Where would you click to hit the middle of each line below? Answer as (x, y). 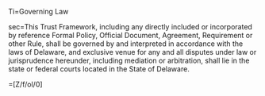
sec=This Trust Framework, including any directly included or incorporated (130, 27)
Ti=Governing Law (38, 12)
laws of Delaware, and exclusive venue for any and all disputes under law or (132, 52)
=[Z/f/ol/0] (25, 84)
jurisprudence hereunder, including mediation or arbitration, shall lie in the (129, 60)
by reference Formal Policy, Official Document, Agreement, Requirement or (131, 35)
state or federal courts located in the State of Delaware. (99, 69)
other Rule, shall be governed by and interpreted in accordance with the (126, 44)
